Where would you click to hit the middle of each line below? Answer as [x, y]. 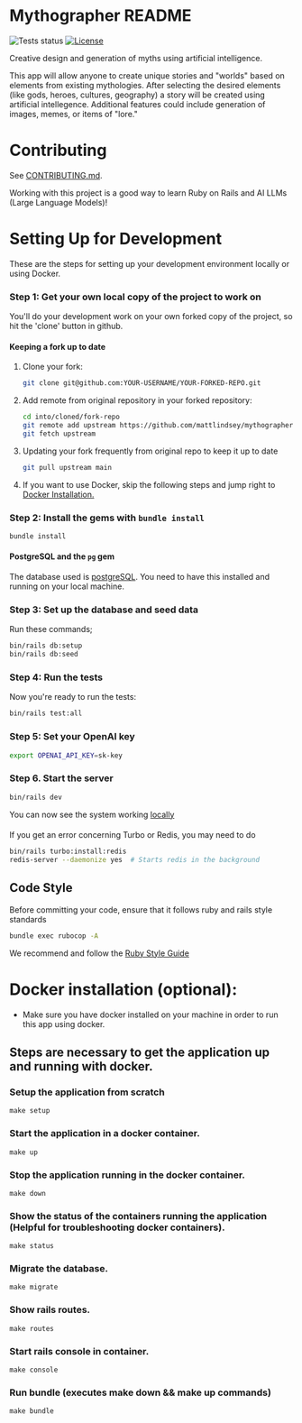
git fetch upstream [59, 434]
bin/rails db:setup [46, 646]
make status [32, 1246]
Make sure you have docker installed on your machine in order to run [150, 1014]
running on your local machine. [67, 586]
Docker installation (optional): [123, 989]
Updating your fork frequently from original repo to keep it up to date [150, 451]
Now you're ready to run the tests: [73, 697]
